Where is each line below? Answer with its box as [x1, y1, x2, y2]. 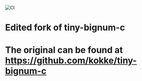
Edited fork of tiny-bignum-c [5, 22, 125, 33]
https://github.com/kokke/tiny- [5, 55, 137, 66]
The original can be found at [5, 44, 123, 56]
